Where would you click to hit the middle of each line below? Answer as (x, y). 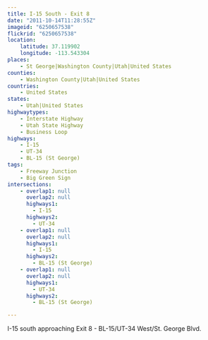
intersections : (30, 184)
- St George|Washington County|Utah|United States (96, 66)
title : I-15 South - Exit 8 (49, 14)
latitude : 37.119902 (50, 47)
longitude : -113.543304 (55, 54)
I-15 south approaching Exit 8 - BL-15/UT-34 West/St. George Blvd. (104, 329)
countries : (23, 86)
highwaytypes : (28, 112)
